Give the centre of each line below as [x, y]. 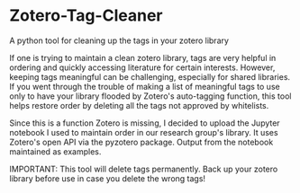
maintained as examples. [55, 151]
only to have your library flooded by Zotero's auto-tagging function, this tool [150, 96]
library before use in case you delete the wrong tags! [107, 178]
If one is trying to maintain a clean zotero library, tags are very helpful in [143, 57]
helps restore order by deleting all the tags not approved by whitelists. [139, 105]
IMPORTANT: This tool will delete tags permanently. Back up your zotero [144, 169]
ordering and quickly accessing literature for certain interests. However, [142, 67]
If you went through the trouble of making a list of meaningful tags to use [145, 86]
